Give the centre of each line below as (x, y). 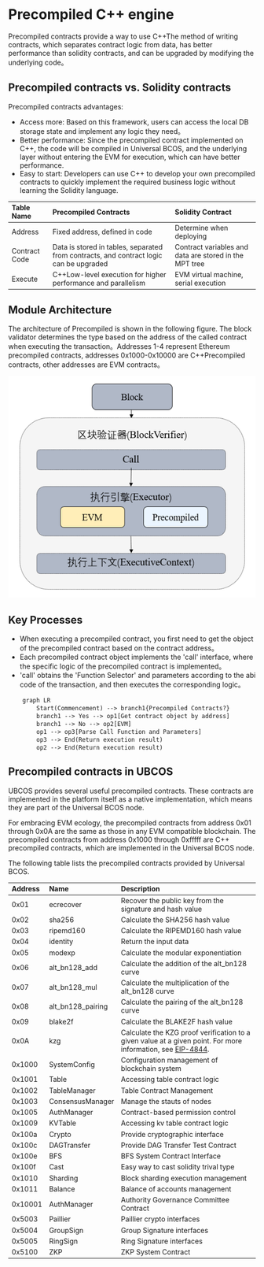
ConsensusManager (82, 1101)
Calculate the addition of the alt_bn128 (184, 963)
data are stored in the (209, 255)
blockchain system (151, 1068)
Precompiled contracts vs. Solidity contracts (120, 88)
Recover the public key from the (172, 900)
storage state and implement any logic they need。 (102, 131)
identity (61, 942)
